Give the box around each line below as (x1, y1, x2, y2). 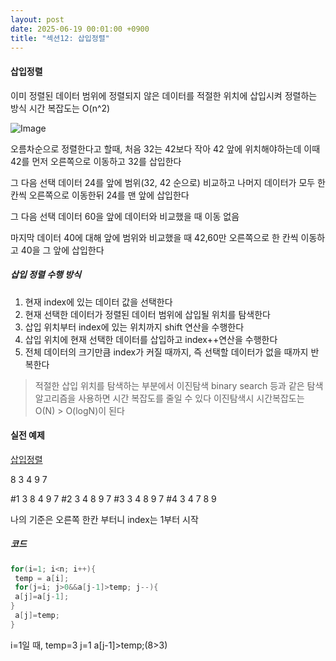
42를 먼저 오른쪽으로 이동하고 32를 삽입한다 (10, 155, 182, 167)
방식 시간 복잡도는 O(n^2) (10, 102, 111, 114)
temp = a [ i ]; (14, 573, 70, 583)
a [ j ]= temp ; (14, 611, 60, 621)
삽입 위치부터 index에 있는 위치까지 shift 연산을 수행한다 (24, 321, 245, 333)
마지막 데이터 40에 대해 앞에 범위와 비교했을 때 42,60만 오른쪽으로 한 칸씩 (10, 231, 299, 243)
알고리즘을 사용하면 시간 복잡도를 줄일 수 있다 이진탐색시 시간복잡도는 (34, 392, 305, 404)
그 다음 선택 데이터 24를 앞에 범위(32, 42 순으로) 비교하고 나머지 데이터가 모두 (10, 176, 316, 188)
